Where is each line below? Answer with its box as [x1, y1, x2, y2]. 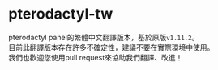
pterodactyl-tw [8, 5, 113, 23]
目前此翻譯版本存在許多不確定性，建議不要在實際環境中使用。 [8, 42, 215, 52]
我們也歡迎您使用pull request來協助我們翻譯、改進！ [8, 52, 183, 62]
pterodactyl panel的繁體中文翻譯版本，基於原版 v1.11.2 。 [8, 32, 199, 42]
